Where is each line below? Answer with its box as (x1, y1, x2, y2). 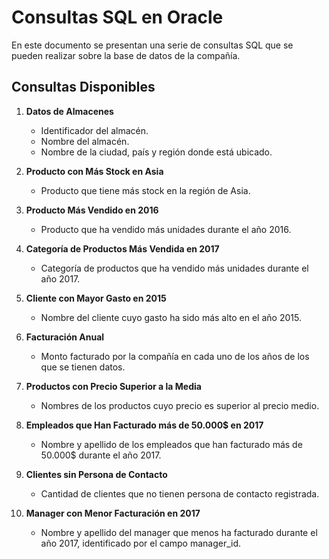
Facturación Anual (25, 331, 105, 343)
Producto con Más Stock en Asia (25, 165, 164, 177)
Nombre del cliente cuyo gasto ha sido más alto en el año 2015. (40, 311, 302, 323)
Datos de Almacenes (25, 105, 114, 117)
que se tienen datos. (40, 361, 126, 373)
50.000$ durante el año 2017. (40, 449, 162, 461)
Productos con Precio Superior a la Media (25, 380, 202, 392)
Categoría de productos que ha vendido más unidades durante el (40, 262, 309, 274)
